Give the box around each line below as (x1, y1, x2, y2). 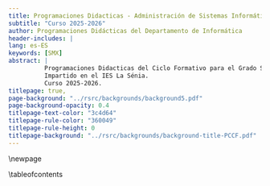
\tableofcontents (8, 169, 63, 179)
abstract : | (8, 57, 48, 65)
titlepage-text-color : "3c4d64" (8, 110, 117, 118)
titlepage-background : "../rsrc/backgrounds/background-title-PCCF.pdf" (8, 131, 257, 139)
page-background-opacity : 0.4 (8, 101, 110, 110)
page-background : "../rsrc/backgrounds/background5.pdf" (8, 94, 203, 102)
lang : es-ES (8, 42, 48, 50)
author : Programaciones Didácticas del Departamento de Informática (8, 27, 243, 35)
